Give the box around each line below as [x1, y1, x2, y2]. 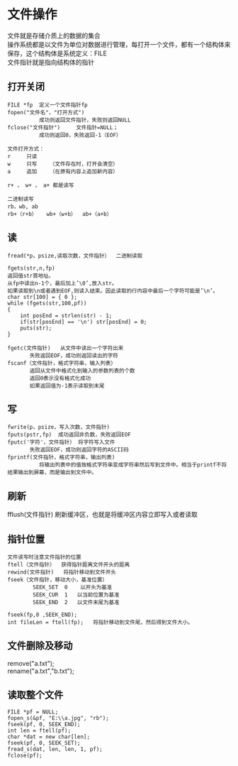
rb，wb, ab [7, 203, 39, 210]
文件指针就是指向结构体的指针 [7, 58, 94, 66]
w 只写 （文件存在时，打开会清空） [7, 160, 118, 168]
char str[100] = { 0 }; [7, 293, 78, 300]
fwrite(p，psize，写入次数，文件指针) [7, 424, 110, 431]
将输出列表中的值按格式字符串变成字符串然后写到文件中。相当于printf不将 [38, 461, 227, 469]
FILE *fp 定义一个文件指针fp [7, 101, 89, 109]
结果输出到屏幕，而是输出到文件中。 [7, 469, 98, 476]
